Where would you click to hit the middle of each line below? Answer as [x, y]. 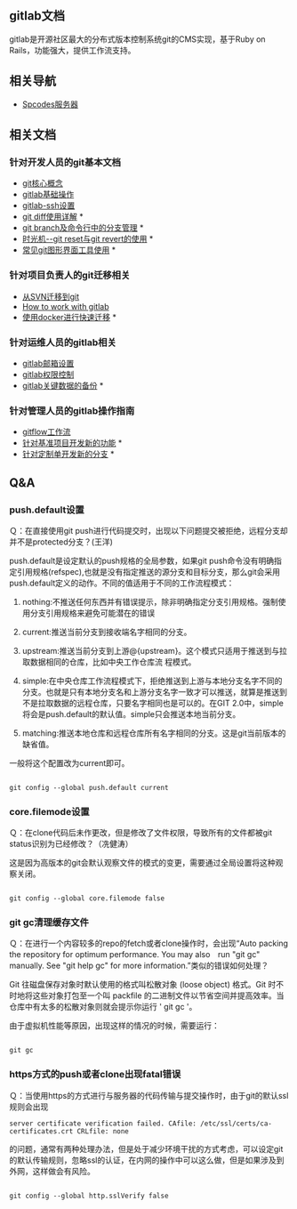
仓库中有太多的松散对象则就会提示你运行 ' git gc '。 [103, 1007]
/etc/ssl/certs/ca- [236, 1124]
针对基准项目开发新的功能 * [72, 443]
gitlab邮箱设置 [48, 363]
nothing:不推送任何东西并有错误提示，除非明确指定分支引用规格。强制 [150, 601]
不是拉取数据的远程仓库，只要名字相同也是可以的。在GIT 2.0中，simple [153, 703]
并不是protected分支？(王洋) [61, 542]
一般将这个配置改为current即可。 [69, 762]
